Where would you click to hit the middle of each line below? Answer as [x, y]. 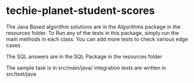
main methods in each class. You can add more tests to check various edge [97, 39]
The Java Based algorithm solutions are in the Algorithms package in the [93, 27]
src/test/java [21, 74]
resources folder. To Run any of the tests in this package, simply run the [93, 33]
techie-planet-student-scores [80, 11]
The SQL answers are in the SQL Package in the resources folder [84, 56]
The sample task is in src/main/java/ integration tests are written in [86, 67]
